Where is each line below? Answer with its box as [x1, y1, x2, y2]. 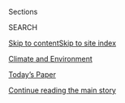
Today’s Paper [8, 70, 57, 79]
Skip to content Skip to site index [8, 38, 116, 48]
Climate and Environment [8, 54, 93, 63]
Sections [8, 7, 38, 16]
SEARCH [8, 23, 38, 32]
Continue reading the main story [8, 85, 116, 95]
